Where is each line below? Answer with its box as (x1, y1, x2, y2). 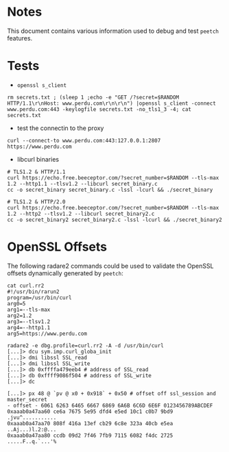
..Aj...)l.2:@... (7, 426, 57, 433)
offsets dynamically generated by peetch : (7, 268, 123, 277)
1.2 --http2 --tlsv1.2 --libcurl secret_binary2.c (7, 210, 155, 217)
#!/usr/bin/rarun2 (7, 288, 60, 295)
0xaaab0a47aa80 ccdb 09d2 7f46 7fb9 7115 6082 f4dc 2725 (7, 432, 173, 439)
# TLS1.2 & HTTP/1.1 (7, 168, 67, 175)
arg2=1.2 (7, 312, 32, 319)
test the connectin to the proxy (16, 124, 104, 132)
